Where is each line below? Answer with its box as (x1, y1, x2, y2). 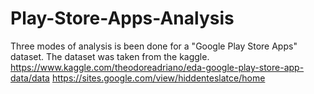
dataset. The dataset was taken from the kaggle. (10, 50, 210, 62)
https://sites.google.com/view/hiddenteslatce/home (51, 72, 266, 84)
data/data (10, 72, 50, 84)
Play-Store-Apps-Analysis (10, 7, 235, 30)
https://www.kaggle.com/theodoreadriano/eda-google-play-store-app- (10, 61, 305, 73)
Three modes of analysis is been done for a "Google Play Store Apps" (10, 40, 298, 52)
